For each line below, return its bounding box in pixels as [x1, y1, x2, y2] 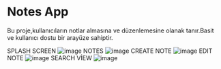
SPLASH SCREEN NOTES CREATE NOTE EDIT [7, 47, 213, 55]
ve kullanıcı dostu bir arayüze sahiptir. [7, 33, 114, 41]
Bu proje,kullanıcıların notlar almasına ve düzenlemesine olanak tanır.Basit [7, 26, 214, 34]
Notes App [7, 4, 69, 20]
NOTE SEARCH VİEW [7, 53, 92, 62]
